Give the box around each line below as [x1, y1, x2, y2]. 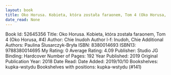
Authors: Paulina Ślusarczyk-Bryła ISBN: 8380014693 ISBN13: [5, 42, 136, 48]
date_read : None [5, 17, 40, 22]
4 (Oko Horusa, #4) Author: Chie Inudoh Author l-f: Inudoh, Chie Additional [5, 36, 163, 43]
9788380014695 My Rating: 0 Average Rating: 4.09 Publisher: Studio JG [5, 47, 158, 54]
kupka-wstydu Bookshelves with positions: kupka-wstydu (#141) [5, 64, 142, 70]
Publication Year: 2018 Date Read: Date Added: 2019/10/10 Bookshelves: [5, 59, 158, 65]
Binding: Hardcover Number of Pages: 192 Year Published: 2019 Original [5, 53, 158, 59]
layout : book [5, 7, 33, 13]
